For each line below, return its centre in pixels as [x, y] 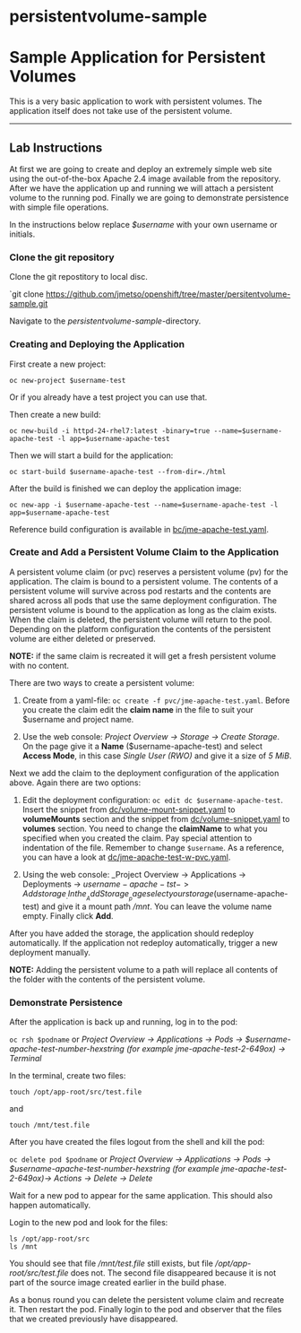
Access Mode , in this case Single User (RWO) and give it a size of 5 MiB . [157, 756]
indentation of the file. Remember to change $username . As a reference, [153, 847]
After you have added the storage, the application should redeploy [132, 933]
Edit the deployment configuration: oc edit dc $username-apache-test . [153, 800]
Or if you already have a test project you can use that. [108, 397]
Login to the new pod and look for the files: [89, 1223]
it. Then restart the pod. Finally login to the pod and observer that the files [146, 1310]
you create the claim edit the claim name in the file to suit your [138, 709]
